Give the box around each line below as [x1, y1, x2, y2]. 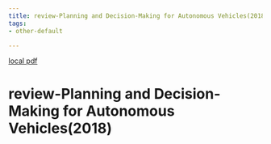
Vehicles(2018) [8, 119, 113, 138]
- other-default [8, 27, 63, 35]
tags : [8, 19, 27, 28]
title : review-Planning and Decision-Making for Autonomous [8, 11, 215, 20]
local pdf [8, 56, 38, 66]
